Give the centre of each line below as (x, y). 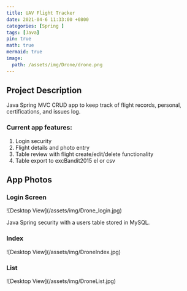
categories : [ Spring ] (35, 26)
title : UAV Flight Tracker (41, 13)
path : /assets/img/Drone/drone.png (57, 64)
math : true (20, 45)
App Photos (29, 180)
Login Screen (27, 198)
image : (15, 58)
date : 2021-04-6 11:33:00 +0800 (48, 19)
